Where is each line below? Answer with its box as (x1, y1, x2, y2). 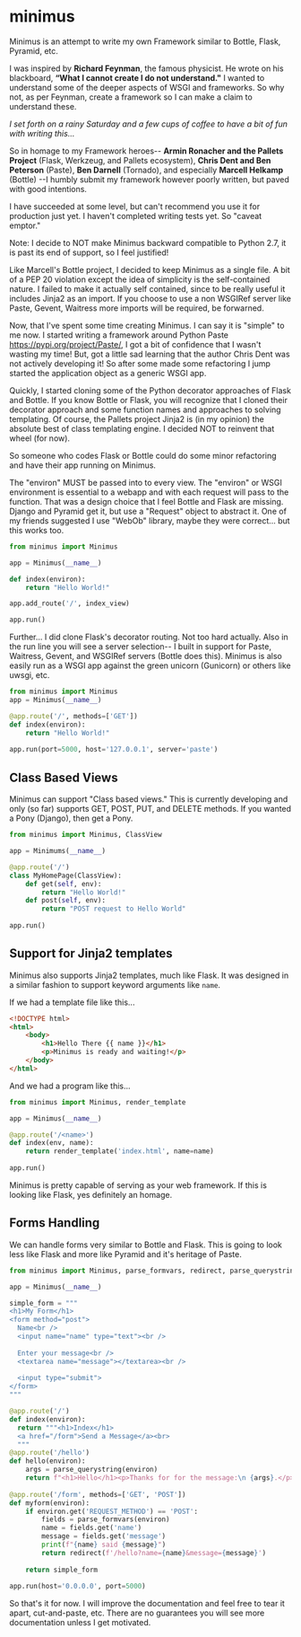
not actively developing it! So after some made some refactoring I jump (9, 357, 271, 369)
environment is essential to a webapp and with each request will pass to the (9, 487, 289, 497)
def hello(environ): (9, 1457, 87, 1465)
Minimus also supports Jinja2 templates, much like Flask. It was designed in (9, 970, 289, 981)
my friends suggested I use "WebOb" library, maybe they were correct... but (9, 515, 290, 526)
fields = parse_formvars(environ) (41, 1515, 170, 1524)
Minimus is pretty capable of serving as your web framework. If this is (9, 1179, 267, 1191)
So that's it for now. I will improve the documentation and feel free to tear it (9, 1598, 285, 1609)
